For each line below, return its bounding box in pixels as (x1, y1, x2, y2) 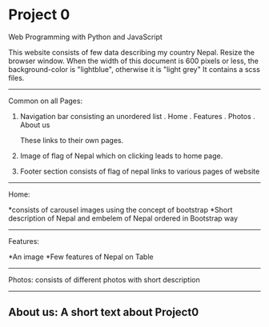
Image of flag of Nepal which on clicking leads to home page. (19, 150, 223, 161)
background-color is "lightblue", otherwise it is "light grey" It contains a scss (8, 64, 260, 74)
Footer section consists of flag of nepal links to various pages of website (19, 166, 260, 176)
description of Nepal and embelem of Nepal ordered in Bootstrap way (8, 213, 239, 223)
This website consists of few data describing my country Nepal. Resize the (8, 47, 255, 57)
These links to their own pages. (19, 135, 124, 145)
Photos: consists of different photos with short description (8, 274, 200, 285)
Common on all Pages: (8, 96, 82, 106)
